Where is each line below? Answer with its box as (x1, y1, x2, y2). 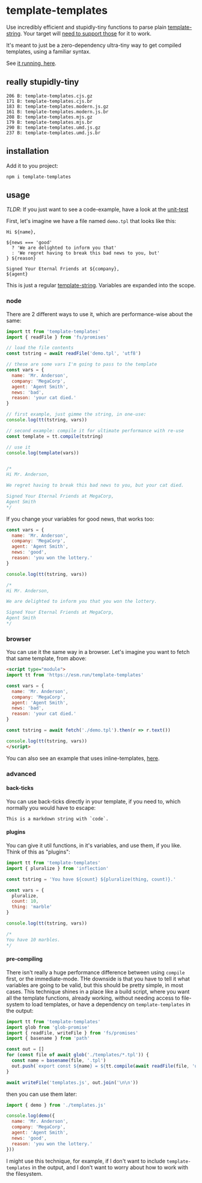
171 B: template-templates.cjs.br (6, 98, 93, 104)
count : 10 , (11, 898, 39, 905)
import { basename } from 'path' (6, 1035, 90, 1042)
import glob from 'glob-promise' (6, 1024, 90, 1030)
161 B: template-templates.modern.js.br (6, 109, 109, 115)
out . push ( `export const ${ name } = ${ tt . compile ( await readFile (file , (11, 1063, 189, 1069)
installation (6, 146, 49, 156)
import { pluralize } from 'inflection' (6, 865, 109, 872)
